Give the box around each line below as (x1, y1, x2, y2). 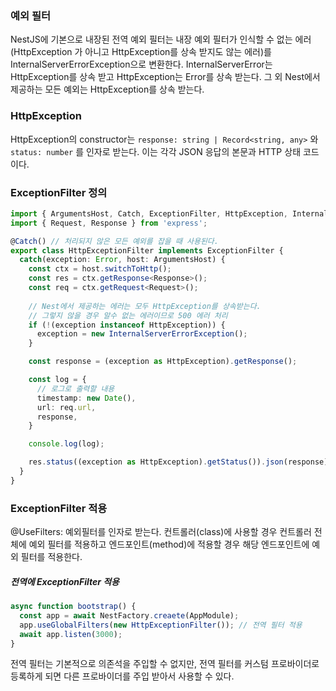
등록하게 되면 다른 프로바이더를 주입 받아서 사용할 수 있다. (10, 670, 235, 682)
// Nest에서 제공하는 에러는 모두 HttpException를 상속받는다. (28, 301, 262, 311)
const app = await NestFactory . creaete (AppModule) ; (19, 610, 240, 621)
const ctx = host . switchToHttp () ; (28, 264, 172, 274)
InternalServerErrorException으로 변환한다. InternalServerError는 (10, 58, 273, 71)
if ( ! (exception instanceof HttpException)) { (28, 320, 226, 330)
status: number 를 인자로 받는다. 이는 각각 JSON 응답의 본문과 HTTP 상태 (10, 145, 302, 157)
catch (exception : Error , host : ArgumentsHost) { (19, 255, 226, 265)
